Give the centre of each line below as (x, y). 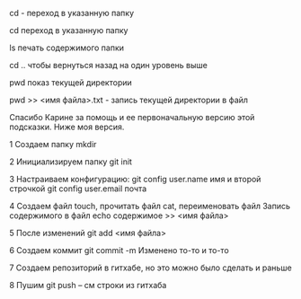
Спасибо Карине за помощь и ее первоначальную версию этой (132, 117)
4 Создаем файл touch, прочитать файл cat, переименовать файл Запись (150, 206)
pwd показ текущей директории (71, 83)
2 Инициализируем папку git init (71, 162)
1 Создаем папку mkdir (53, 144)
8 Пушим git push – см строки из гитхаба (88, 285)
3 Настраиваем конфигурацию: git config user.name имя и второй (135, 179)
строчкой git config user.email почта (78, 189)
